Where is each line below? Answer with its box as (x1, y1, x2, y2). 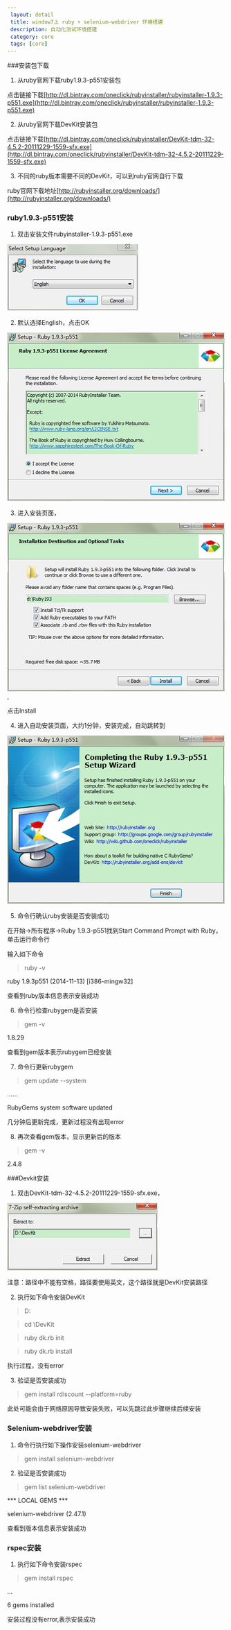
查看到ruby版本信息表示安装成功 (7, 992, 99, 1000)
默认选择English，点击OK (17, 319, 90, 327)
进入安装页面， (17, 509, 60, 517)
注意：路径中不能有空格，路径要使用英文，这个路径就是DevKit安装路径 (7, 1278, 208, 1287)
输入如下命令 (7, 950, 44, 958)
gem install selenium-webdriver (24, 1454, 115, 1463)
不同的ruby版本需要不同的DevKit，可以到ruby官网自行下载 (17, 172, 183, 180)
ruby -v (24, 964, 46, 972)
